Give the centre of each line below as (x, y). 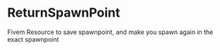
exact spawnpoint (33, 39)
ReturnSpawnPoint (64, 13)
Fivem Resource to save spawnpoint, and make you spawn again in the (110, 32)
